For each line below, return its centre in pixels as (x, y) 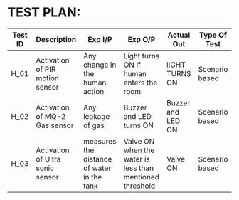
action (94, 91)
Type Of (213, 35)
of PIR (46, 69)
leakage (96, 116)
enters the (140, 83)
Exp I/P (100, 39)
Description (56, 39)
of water (97, 168)
